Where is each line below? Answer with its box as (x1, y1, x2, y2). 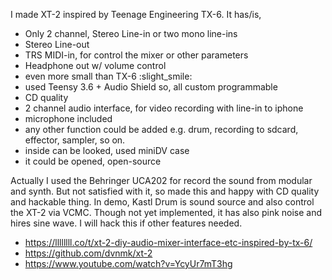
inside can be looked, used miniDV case (24, 145, 190, 156)
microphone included (24, 113, 113, 124)
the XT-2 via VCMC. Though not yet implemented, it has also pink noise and (10, 207, 323, 218)
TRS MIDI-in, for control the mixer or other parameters (24, 49, 249, 61)
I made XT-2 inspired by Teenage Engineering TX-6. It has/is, (10, 9, 262, 20)
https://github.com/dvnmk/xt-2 (24, 247, 153, 259)
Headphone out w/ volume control (24, 60, 167, 71)
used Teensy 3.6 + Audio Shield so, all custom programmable (24, 81, 278, 93)
